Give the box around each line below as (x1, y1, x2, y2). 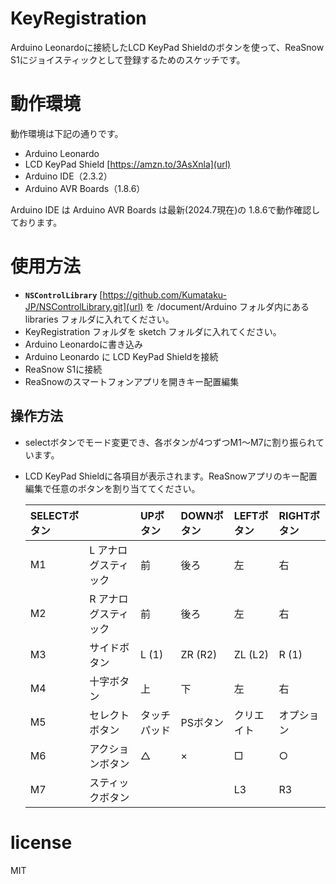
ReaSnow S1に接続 (24, 363, 103, 375)
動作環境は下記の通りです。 (10, 127, 124, 139)
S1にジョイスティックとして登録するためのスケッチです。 (10, 53, 246, 66)
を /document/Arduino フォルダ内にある (145, 300, 310, 312)
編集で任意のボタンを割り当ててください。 (24, 482, 201, 494)
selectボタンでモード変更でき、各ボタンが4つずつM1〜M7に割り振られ (24, 436, 317, 448)
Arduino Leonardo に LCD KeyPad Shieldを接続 (24, 350, 219, 362)
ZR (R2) (180, 647, 218, 661)
